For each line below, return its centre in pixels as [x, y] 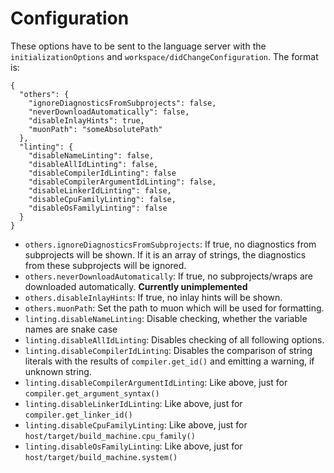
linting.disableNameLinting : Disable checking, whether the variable [166, 318]
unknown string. [58, 371]
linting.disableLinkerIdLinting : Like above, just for [133, 403]
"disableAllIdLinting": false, [93, 164]
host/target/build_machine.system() [101, 457]
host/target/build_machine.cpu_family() [110, 436]
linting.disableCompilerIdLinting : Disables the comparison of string [168, 350]
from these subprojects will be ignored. [105, 265]
